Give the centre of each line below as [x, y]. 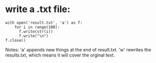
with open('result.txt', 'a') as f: [44, 23]
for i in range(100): [37, 27]
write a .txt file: [38, 9]
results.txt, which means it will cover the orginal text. [60, 55]
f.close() [16, 40]
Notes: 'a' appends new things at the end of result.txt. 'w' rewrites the [78, 49]
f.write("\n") [34, 36]
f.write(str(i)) [36, 31]
